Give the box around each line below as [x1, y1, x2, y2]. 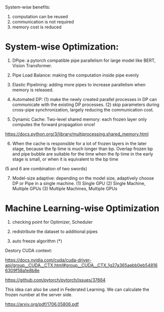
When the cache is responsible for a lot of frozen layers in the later [12, 140, 147, 146]
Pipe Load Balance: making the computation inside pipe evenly [12, 72, 139, 78]
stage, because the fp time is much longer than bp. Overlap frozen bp [12, 146, 153, 152]
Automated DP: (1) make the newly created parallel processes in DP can [12, 96, 157, 102]
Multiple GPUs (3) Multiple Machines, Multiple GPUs [12, 185, 117, 191]
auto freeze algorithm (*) [12, 238, 62, 244]
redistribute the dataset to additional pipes [12, 228, 98, 234]
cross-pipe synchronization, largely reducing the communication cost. [12, 106, 154, 112]
